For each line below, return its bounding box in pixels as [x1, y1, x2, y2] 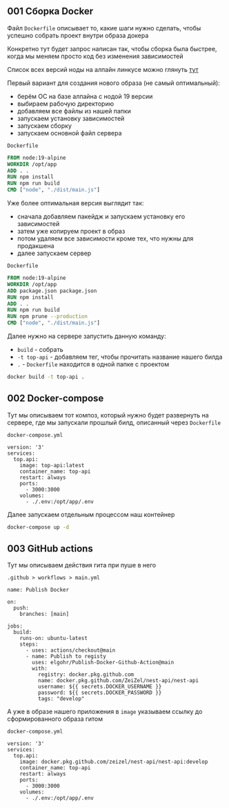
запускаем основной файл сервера [17, 129, 122, 137]
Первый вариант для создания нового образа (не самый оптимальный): [7, 79, 221, 87]
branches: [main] [19, 611, 70, 618]
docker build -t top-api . [7, 373, 85, 381]
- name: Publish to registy [25, 653, 107, 660]
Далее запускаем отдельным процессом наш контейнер [7, 510, 175, 518]
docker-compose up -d [7, 523, 70, 531]
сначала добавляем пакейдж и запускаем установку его [17, 212, 186, 220]
